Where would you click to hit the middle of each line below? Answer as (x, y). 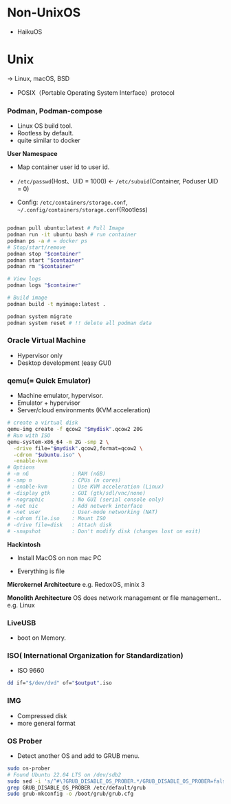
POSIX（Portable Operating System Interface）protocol (96, 92)
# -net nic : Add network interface (75, 506)
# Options (21, 468)
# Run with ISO (29, 435)
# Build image (27, 298)
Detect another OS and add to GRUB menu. (78, 756)
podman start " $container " (46, 260)
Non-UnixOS (44, 13)
